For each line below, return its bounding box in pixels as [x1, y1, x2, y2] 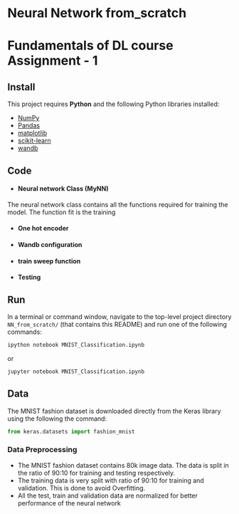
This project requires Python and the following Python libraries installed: [7, 100, 220, 108]
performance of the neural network [17, 498, 121, 507]
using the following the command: [7, 414, 107, 423]
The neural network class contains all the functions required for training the [7, 200, 228, 209]
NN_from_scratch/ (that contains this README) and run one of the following [7, 320, 228, 328]
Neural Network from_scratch [7, 5, 187, 21]
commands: [7, 327, 43, 336]
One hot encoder [17, 224, 69, 233]
